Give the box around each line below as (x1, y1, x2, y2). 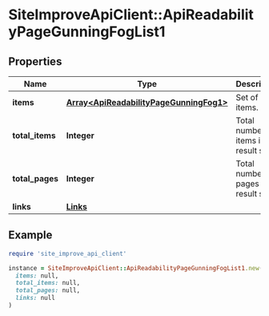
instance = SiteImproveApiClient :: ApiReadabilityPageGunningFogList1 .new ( (8, 264, 263, 272)
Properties (8, 55, 62, 68)
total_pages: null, (15, 286, 81, 294)
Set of (235, 92, 259, 103)
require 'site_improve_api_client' (8, 249, 127, 257)
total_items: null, (15, 279, 81, 287)
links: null (15, 294, 56, 302)
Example (8, 229, 53, 242)
